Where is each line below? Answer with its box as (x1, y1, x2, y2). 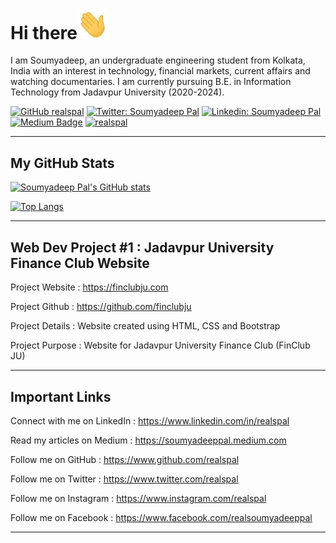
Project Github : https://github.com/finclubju (10, 301, 192, 313)
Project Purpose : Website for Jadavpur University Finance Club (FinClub (10, 339, 311, 352)
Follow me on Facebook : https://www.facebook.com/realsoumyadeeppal (10, 511, 313, 523)
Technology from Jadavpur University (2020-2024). (10, 86, 225, 98)
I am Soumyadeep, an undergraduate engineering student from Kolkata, (10, 54, 306, 67)
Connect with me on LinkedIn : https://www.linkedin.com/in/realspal (10, 414, 290, 427)
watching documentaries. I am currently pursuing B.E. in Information (10, 76, 292, 88)
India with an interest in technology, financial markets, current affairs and (10, 65, 311, 77)
